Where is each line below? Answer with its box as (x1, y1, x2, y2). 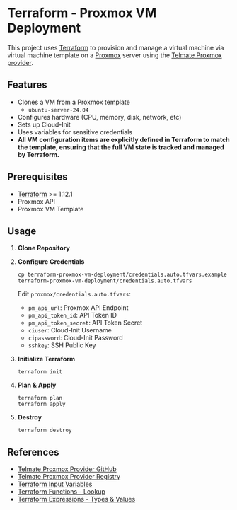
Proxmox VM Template (17, 204, 84, 213)
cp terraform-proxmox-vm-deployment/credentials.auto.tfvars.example (17, 271, 228, 279)
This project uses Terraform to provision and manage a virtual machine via (7, 43, 224, 52)
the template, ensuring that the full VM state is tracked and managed (17, 143, 224, 151)
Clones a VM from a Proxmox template (17, 98, 131, 106)
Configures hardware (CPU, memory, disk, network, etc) (17, 112, 182, 121)
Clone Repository (17, 244, 71, 253)
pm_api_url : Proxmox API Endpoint (28, 303, 129, 312)
